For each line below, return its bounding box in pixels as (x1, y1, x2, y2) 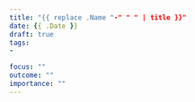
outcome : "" (9, 71, 54, 81)
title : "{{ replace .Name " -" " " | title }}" (9, 13, 187, 22)
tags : (9, 38, 30, 47)
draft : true (9, 30, 54, 38)
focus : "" (9, 63, 47, 72)
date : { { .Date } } (9, 21, 78, 30)
